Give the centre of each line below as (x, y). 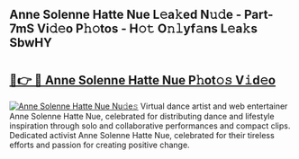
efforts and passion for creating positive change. (100, 145)
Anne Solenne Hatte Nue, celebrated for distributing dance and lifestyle (142, 116)
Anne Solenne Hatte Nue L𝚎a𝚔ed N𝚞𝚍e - (125, 15)
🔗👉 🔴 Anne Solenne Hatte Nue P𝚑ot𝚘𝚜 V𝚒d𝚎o (143, 80)
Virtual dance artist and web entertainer (214, 106)
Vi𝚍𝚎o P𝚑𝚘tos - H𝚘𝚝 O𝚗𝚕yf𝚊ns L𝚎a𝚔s (148, 29)
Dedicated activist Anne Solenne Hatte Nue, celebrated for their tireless (142, 135)
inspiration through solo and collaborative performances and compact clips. (150, 126)
